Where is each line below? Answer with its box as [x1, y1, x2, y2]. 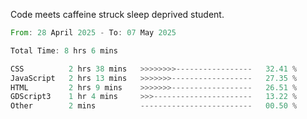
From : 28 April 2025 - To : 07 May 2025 [10, 28, 177, 38]
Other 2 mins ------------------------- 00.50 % [10, 101, 298, 111]
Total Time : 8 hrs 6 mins [10, 45, 118, 56]
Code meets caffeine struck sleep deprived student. [10, 9, 225, 20]
